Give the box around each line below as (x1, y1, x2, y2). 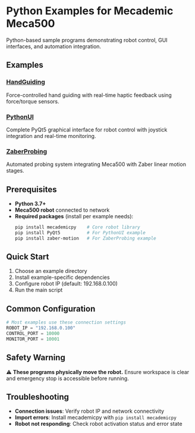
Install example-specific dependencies (14, 274, 110, 281)
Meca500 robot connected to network (14, 206, 110, 214)
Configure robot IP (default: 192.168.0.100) (14, 280, 118, 287)
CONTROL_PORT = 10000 (6, 331, 60, 337)
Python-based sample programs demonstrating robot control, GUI (6, 36, 168, 43)
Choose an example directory (14, 268, 87, 275)
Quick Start (6, 252, 49, 262)
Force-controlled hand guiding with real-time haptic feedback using (6, 91, 172, 99)
